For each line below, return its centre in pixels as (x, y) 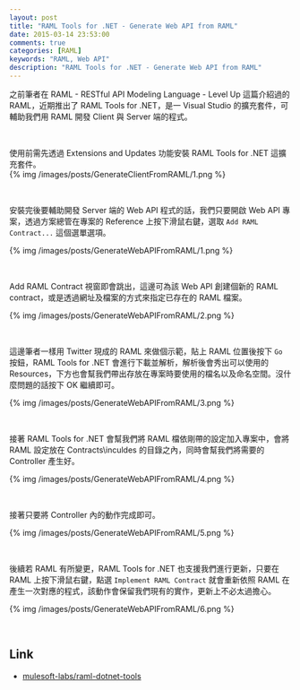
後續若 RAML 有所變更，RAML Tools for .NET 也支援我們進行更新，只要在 (145, 568)
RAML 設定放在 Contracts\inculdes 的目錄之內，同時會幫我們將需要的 (137, 450)
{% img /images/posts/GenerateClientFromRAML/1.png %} (118, 174)
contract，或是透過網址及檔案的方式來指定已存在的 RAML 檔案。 (129, 298)
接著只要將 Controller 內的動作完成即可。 (85, 514)
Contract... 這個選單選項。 (60, 232)
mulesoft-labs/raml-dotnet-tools (81, 676)
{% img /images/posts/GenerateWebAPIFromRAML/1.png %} (121, 250)
